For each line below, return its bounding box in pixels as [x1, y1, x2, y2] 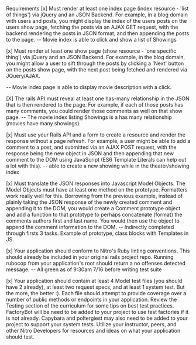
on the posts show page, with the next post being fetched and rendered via [6, 66, 188, 73]
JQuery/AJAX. [6, 73, 41, 79]
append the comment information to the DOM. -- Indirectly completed [6, 224, 174, 230]
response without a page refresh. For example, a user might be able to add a [6, 138, 191, 144]
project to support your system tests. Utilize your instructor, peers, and [6, 321, 177, 327]
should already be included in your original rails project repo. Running [6, 254, 174, 260]
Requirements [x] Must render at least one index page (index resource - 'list [6, 5, 189, 12]
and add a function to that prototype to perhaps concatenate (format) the [6, 211, 183, 218]
